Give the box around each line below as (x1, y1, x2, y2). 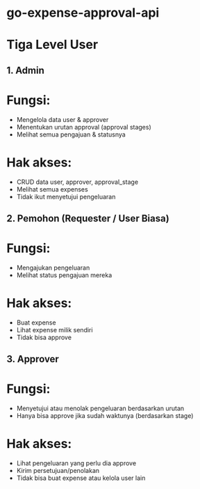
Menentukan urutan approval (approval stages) (16, 123, 152, 131)
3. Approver (6, 353, 60, 365)
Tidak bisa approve (16, 333, 72, 341)
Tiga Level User (6, 37, 99, 53)
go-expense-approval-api (6, 5, 160, 21)
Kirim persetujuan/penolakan (16, 467, 100, 475)
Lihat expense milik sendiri (16, 325, 93, 334)
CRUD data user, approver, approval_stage (16, 178, 139, 186)
